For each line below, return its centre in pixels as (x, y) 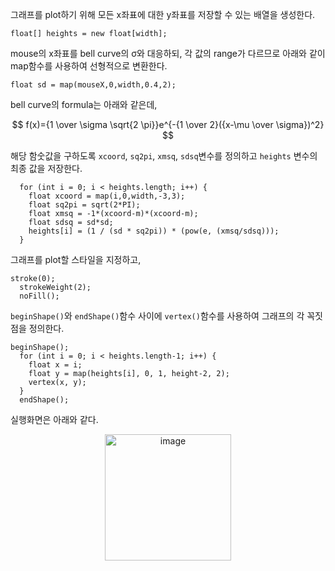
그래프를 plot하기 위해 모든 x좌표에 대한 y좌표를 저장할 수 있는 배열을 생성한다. (163, 14)
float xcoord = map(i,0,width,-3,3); (107, 196)
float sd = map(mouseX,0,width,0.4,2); (93, 85)
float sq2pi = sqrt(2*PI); (84, 205)
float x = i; (55, 365)
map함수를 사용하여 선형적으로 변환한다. (89, 66)
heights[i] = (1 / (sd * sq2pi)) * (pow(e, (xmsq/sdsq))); (154, 231)
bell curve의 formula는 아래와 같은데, (84, 104)
